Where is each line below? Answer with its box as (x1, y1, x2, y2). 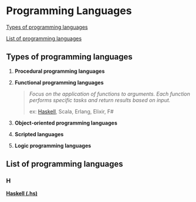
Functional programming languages (14, 79, 104, 86)
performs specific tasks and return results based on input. (29, 96, 171, 103)
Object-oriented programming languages (14, 119, 117, 126)
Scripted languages (14, 130, 64, 137)
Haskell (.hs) (6, 190, 38, 197)
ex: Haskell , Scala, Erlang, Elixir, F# (29, 107, 114, 115)
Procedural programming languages (14, 68, 105, 75)
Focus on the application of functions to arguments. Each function (29, 90, 191, 97)
